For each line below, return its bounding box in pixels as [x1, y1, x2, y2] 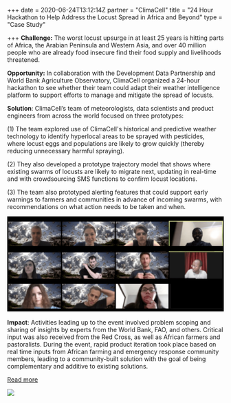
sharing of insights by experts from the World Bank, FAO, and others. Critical [7, 325, 223, 334]
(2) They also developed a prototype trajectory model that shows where [7, 160, 211, 168]
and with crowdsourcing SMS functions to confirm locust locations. [7, 175, 198, 183]
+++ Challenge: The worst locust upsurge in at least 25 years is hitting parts [7, 34, 224, 42]
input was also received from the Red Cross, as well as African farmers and [7, 333, 221, 341]
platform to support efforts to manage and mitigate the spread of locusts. [7, 91, 214, 99]
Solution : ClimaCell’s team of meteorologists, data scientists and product [7, 105, 214, 112]
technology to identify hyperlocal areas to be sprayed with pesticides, [7, 132, 205, 140]
